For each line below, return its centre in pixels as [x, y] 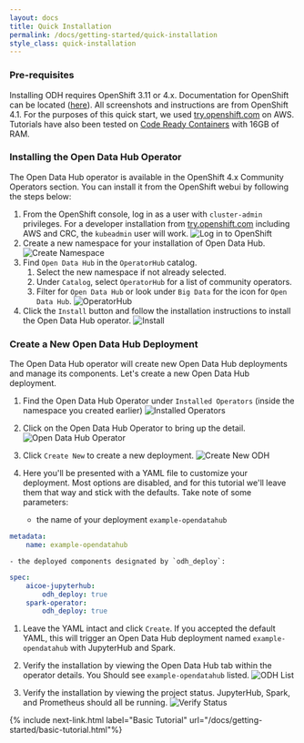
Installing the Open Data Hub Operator [96, 158]
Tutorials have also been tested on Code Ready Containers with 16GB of [144, 124]
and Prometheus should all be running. [95, 703]
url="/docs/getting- [226, 720]
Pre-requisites [42, 76]
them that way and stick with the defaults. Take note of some [137, 493]
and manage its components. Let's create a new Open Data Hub [130, 373]
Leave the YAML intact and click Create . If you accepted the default [149, 628]
